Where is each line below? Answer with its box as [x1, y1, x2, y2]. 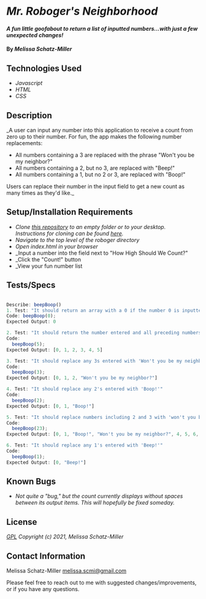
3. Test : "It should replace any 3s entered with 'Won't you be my [6, 358, 183, 364]
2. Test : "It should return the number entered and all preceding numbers [6, 330, 202, 336]
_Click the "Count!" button [15, 255, 82, 263]
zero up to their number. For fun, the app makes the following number [6, 133, 182, 140]
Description [6, 110, 52, 121]
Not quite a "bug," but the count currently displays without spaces [15, 492, 183, 500]
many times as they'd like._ [6, 189, 75, 197]
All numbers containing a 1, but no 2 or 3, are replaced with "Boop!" [15, 171, 186, 178]
